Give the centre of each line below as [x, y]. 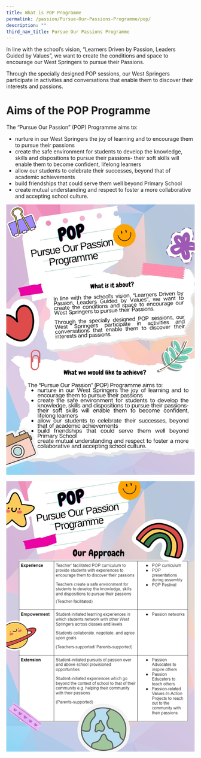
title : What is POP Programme [44, 13]
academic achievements [45, 177]
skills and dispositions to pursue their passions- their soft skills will [97, 158]
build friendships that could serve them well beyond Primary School [98, 183]
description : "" [26, 25]
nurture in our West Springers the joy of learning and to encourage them [104, 139]
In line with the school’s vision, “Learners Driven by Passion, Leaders [91, 49]
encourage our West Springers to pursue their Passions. [75, 62]
